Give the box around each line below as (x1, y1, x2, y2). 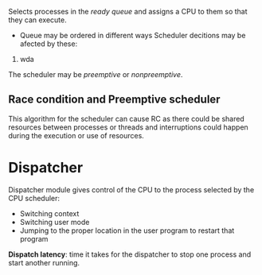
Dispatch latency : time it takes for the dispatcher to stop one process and (8, 250, 252, 259)
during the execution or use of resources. (8, 130, 145, 140)
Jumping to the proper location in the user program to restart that (19, 226, 235, 235)
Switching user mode (19, 217, 90, 227)
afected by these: (19, 39, 78, 48)
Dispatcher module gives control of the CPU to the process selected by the (8, 184, 255, 194)
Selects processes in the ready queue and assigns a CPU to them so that (8, 7, 248, 16)
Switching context (19, 208, 80, 218)
